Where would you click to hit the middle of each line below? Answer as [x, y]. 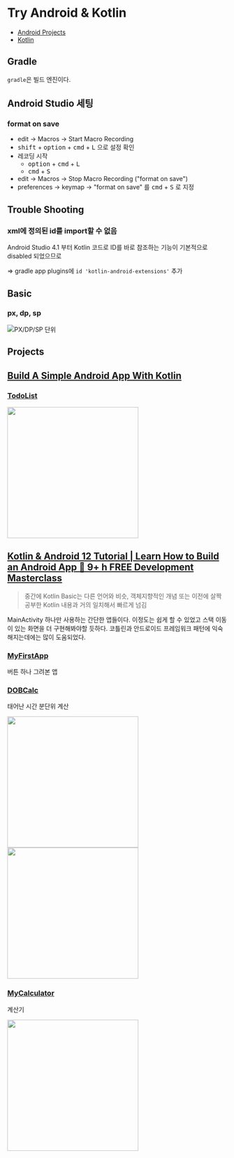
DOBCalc [23, 690]
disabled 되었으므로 [35, 256]
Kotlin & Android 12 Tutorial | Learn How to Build [113, 556]
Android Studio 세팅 [50, 104]
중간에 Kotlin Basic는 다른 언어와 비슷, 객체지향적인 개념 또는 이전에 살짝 [123, 596]
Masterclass [35, 578]
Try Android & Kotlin [67, 13]
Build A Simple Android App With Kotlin [94, 376]
